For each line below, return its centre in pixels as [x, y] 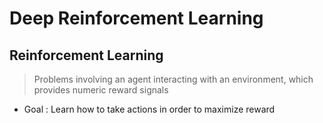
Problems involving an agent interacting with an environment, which [173, 79]
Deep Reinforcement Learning [136, 18]
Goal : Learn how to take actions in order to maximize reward [149, 109]
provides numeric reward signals [101, 90]
